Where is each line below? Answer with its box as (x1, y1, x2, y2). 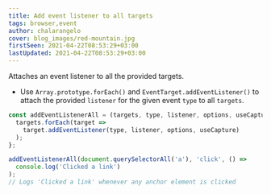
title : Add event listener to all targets (8, 11, 153, 20)
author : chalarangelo (8, 27, 81, 35)
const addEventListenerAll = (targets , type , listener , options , (8, 111, 232, 119)
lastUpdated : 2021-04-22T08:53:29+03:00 (8, 49, 147, 57)
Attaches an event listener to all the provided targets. (8, 72, 184, 80)
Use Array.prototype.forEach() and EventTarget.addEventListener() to (19, 87, 260, 97)
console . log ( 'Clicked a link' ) (15, 163, 121, 171)
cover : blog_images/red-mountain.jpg (8, 34, 135, 43)
